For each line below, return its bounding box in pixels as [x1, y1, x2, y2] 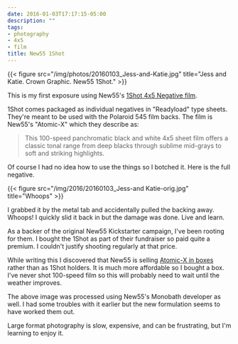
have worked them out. [7, 307, 75, 316]
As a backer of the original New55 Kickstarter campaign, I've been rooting [7, 226, 225, 235]
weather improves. [7, 278, 63, 287]
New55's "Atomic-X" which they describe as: [7, 120, 140, 128]
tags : [7, 24, 23, 31]
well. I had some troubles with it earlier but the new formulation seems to [7, 300, 220, 308]
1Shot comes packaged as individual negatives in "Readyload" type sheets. [7, 105, 228, 113]
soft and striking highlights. [24, 149, 105, 157]
